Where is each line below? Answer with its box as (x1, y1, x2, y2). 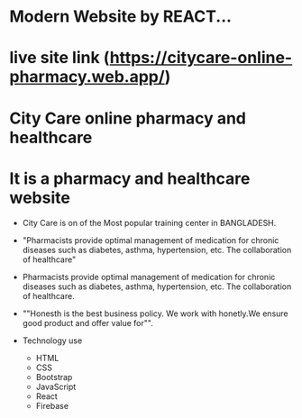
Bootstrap (35, 371, 73, 382)
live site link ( (9, 48, 110, 68)
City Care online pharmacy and (9, 108, 246, 128)
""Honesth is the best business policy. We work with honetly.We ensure (22, 308, 288, 319)
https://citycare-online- (109, 48, 293, 68)
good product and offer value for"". (22, 317, 153, 328)
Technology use (22, 335, 83, 346)
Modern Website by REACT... (9, 6, 233, 27)
